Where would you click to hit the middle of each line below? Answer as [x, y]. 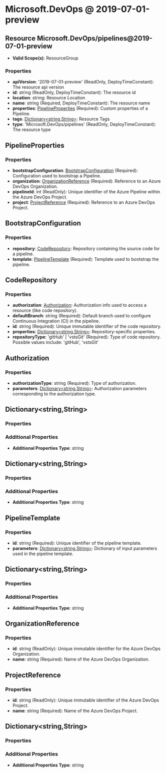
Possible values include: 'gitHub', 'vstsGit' [55, 342]
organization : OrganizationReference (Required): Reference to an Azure [86, 181]
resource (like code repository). [45, 310]
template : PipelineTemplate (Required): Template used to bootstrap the [85, 259]
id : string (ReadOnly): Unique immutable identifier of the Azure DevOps [85, 700]
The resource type [31, 130]
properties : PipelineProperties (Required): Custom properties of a [80, 108]
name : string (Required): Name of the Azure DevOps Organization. [81, 659]
